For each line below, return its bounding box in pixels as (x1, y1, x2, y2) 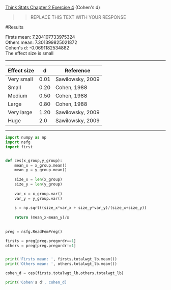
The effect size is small (5, 50, 54, 56)
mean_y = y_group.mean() (14, 168, 67, 173)
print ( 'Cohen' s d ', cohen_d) (5, 280, 67, 285)
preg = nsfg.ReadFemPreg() (5, 229, 63, 234)
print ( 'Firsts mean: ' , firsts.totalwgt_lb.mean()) (5, 257, 117, 262)
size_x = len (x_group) (14, 177, 63, 182)
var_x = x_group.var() (14, 191, 63, 196)
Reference (65, 67, 91, 74)
